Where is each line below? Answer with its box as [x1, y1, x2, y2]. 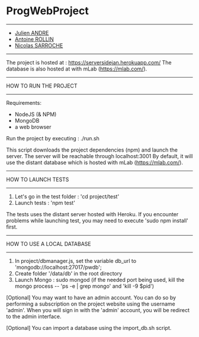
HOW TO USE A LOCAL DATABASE [6, 240, 91, 247]
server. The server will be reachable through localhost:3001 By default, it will [6, 152, 193, 159]
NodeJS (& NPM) [14, 111, 57, 118]
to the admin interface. [6, 313, 62, 320]
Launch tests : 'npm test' [14, 199, 76, 206]
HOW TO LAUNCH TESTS [6, 176, 69, 183]
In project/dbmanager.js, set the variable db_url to [14, 257, 137, 264]
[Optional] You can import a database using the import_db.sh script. [6, 324, 172, 331]
